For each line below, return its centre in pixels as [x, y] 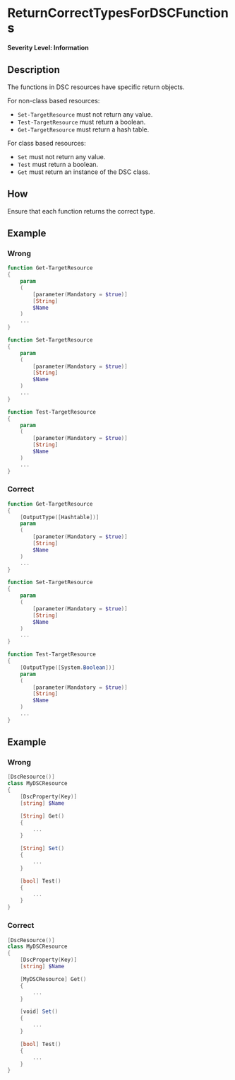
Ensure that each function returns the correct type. [81, 211]
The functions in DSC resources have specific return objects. [96, 87]
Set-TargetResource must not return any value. [85, 114]
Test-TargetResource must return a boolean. [82, 122]
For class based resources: [47, 143]
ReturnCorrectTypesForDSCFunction [118, 13]
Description [34, 70]
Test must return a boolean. [58, 164]
